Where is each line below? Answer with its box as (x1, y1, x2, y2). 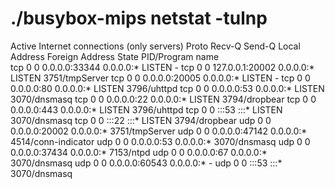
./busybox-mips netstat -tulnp (10, 7, 268, 30)
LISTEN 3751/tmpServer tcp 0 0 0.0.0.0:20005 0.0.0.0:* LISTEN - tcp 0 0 (10, 72, 311, 84)
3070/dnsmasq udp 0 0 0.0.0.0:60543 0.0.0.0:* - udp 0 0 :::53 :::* (10, 157, 283, 169)
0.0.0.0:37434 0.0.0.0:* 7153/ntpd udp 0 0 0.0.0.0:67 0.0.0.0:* (10, 146, 268, 158)
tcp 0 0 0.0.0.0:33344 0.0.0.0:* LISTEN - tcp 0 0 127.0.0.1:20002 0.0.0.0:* (10, 61, 315, 73)
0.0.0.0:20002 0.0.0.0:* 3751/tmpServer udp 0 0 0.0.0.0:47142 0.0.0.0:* (10, 125, 308, 137)
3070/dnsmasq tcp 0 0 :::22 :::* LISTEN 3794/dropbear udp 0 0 (10, 114, 272, 126)
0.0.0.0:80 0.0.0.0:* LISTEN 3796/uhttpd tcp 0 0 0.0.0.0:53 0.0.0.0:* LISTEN (10, 82, 325, 94)
